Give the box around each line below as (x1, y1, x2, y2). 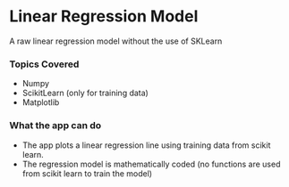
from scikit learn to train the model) (21, 167, 153, 179)
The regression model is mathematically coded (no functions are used (21, 159, 281, 169)
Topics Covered (9, 58, 80, 70)
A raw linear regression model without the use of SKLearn (9, 36, 223, 46)
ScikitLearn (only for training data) (21, 87, 149, 99)
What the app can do (9, 119, 102, 132)
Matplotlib (21, 97, 60, 108)
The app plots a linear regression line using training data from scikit (21, 140, 271, 150)
